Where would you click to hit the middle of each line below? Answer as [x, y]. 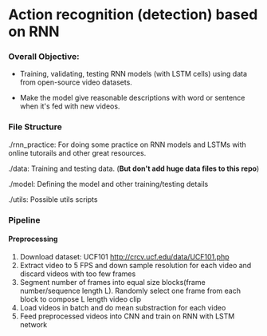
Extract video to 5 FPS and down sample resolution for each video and [135, 265]
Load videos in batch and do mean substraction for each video [123, 307]
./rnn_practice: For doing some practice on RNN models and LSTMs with [128, 144]
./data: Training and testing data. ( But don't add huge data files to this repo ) [134, 168]
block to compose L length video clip [80, 299]
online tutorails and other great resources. [77, 152]
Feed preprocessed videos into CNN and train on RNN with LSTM [127, 316]
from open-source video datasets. [76, 82]
